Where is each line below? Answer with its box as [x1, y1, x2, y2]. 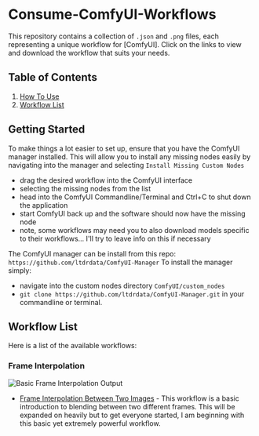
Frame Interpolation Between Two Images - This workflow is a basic [19, 394, 239, 403]
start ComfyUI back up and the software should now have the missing [19, 209, 246, 218]
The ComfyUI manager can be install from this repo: [8, 249, 177, 258]
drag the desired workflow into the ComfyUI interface [19, 175, 193, 185]
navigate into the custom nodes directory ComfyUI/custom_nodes [19, 281, 225, 290]
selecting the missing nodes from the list [19, 183, 151, 193]
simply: [8, 265, 31, 275]
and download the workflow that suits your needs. [8, 48, 170, 57]
